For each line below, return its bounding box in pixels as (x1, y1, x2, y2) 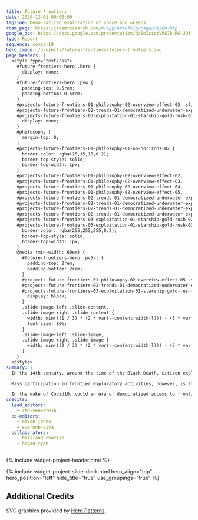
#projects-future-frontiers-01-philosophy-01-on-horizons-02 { (16, 145, 176, 151)
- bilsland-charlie (16, 435, 65, 441)
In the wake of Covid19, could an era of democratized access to (11, 391, 176, 398)
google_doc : (6, 31, 35, 37)
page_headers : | (6, 52, 46, 58)
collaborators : (11, 429, 49, 436)
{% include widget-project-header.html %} (6, 457, 110, 463)
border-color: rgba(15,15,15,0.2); (21, 151, 110, 157)
